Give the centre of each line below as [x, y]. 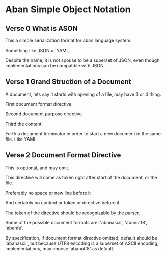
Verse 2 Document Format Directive [63, 155]
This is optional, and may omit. [37, 168]
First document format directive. [39, 104]
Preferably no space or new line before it [48, 193]
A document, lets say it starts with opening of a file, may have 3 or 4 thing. [83, 94]
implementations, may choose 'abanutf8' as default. [60, 248]
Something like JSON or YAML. [38, 50]
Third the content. [24, 124]
